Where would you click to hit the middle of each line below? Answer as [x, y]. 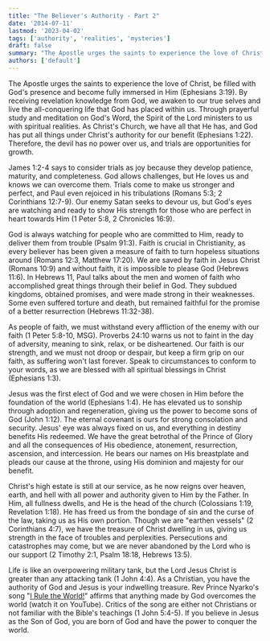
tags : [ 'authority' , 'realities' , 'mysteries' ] [90, 38]
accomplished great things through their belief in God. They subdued [123, 286]
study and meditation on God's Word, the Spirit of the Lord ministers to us [131, 117]
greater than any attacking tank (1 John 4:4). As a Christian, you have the [129, 578]
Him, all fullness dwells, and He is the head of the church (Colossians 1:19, [131, 503]
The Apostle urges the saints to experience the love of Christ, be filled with [132, 83]
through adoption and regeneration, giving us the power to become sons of [133, 410]
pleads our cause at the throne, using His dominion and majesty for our [126, 462]
